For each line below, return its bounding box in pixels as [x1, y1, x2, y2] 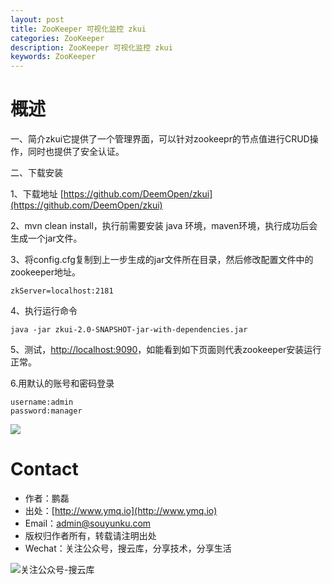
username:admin [10, 397, 74, 408]
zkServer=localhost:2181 [10, 286, 114, 296]
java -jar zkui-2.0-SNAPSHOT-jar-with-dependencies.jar [10, 325, 248, 335]
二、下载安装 [10, 167, 63, 179]
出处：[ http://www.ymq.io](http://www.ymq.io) [24, 505, 218, 516]
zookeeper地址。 [10, 266, 82, 278]
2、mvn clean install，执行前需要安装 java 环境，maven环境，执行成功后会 [10, 220, 318, 232]
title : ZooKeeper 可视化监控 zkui [10, 24, 147, 34]
